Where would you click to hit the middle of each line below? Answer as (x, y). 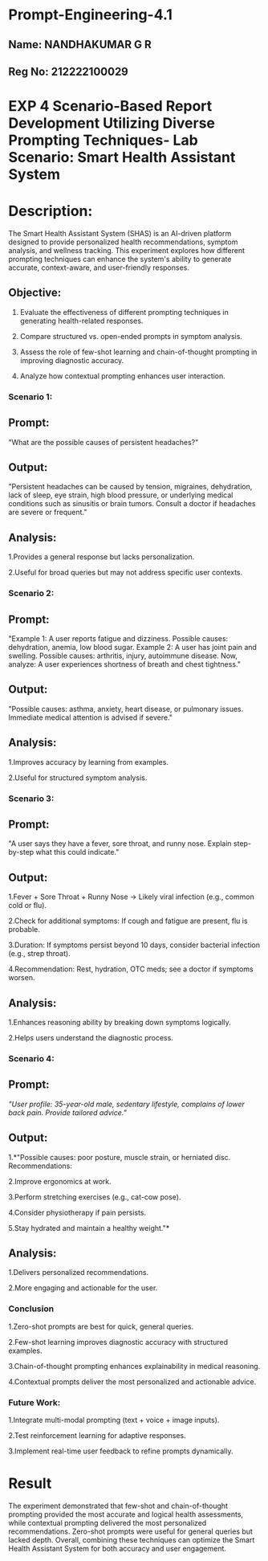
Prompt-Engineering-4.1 (90, 15)
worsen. (22, 978)
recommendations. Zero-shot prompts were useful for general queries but (130, 1531)
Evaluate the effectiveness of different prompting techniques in (124, 312)
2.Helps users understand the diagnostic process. (91, 1037)
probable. (24, 930)
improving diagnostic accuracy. (72, 360)
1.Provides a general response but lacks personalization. (102, 557)
